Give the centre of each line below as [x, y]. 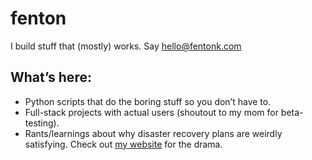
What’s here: [51, 77]
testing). [42, 123]
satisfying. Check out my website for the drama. [123, 144]
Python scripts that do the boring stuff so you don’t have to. [148, 101]
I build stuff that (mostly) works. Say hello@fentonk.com [126, 46]
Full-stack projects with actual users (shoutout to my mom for [151, 112]
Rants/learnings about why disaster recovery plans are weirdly [153, 133]
